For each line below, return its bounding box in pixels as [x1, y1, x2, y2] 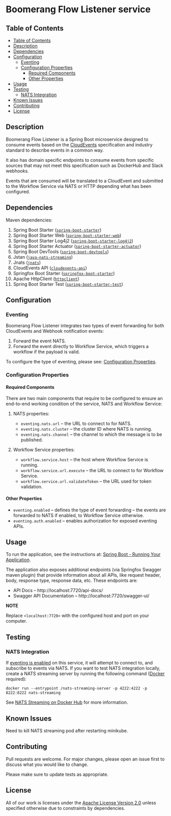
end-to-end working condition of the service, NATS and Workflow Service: [6, 401, 162, 407]
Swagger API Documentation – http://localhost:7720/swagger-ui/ [13, 593, 150, 599]
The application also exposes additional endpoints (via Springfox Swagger [6, 566, 162, 573]
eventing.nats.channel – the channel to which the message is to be [20, 431, 162, 437]
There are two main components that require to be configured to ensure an [6, 395, 163, 402]
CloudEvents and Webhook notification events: [6, 328, 104, 334]
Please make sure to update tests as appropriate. [6, 771, 109, 777]
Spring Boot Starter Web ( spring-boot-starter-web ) [13, 232, 122, 238]
